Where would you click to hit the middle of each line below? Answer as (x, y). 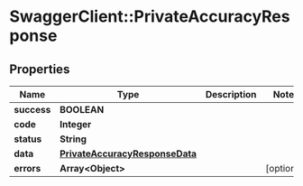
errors (28, 168)
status (28, 139)
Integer (76, 124)
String (73, 139)
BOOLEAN (82, 110)
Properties (40, 69)
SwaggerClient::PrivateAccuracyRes (150, 17)
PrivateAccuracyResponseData (128, 153)
